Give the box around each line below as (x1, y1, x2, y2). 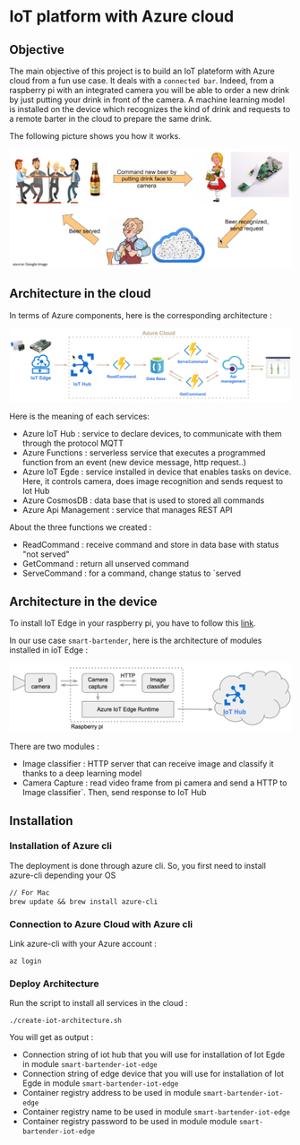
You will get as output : (9, 1032, 94, 1043)
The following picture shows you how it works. (9, 131, 181, 141)
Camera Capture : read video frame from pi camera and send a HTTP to (21, 777, 287, 788)
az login (9, 957, 42, 966)
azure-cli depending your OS (9, 870, 116, 880)
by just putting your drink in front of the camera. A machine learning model (9, 94, 285, 105)
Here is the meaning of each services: (9, 411, 150, 422)
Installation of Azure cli (9, 840, 112, 853)
